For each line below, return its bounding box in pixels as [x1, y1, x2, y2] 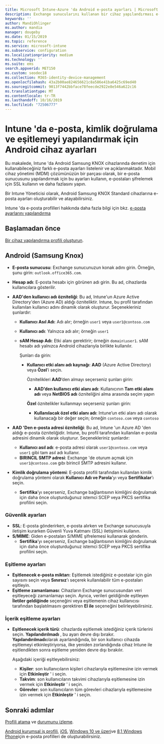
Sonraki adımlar [5, 706, 54, 714]
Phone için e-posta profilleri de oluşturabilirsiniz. [5, 734, 102, 740]
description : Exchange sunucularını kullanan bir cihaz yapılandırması [5, 12, 154, 17]
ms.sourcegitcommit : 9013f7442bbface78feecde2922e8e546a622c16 [5, 84, 137, 89]
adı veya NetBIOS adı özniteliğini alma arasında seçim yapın [34, 391, 155, 397]
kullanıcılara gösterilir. [12, 284, 56, 290]
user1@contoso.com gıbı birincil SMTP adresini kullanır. [19, 460, 127, 466]
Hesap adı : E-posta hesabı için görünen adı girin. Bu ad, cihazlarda [12, 279, 147, 285]
